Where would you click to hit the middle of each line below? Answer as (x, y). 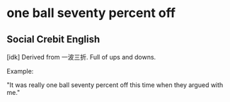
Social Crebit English (53, 39)
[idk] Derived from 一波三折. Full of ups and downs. (81, 57)
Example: (20, 71)
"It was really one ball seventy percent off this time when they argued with (115, 85)
